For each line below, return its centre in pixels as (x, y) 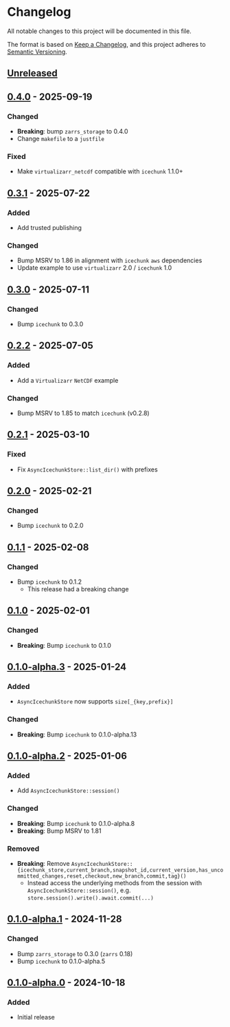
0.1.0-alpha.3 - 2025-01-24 (67, 667)
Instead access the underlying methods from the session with (115, 882)
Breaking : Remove (43, 863)
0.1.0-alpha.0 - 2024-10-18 (66, 983)
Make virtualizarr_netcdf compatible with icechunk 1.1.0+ (100, 171)
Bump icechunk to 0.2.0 (50, 526)
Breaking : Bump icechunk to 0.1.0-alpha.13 (77, 734)
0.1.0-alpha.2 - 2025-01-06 (67, 756)
